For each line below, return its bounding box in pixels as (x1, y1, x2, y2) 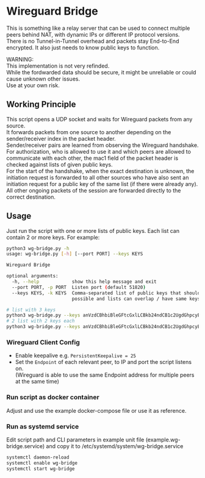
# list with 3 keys (6, 307, 56, 313)
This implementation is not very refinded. (6, 62, 110, 70)
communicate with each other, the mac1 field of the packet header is (6, 154, 179, 162)
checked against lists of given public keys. (6, 160, 113, 168)
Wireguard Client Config (6, 338, 81, 346)
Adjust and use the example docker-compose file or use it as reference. (6, 407, 187, 414)
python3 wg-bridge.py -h (6, 245, 70, 251)
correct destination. (6, 193, 56, 201)
